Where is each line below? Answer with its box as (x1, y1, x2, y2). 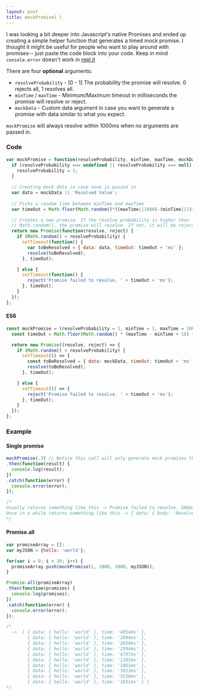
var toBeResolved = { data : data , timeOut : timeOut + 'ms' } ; (27, 244, 184, 250)
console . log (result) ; (11, 466, 65, 473)
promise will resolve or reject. (14, 97, 87, 105)
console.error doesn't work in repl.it (6, 56, 96, 63)
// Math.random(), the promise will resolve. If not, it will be (11, 222, 176, 229)
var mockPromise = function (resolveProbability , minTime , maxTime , (6, 156, 176, 162)
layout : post (6, 8, 38, 15)
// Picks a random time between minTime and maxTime (11, 200, 145, 207)
